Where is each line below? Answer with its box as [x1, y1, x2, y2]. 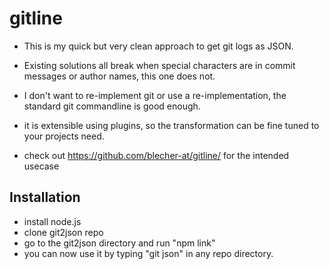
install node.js [23, 215, 82, 227]
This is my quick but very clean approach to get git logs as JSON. [23, 40, 294, 52]
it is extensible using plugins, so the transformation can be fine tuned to [23, 119, 320, 131]
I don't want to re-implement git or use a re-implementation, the [23, 89, 287, 101]
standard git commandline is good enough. [23, 100, 201, 112]
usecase [23, 160, 60, 172]
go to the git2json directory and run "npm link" [23, 237, 216, 249]
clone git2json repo [23, 226, 104, 238]
